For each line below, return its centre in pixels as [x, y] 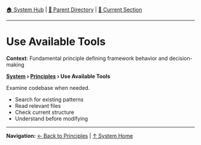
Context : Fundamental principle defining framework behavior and [87, 58]
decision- [181, 58]
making [16, 64]
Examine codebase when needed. [48, 87]
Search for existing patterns [49, 99]
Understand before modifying [51, 118]
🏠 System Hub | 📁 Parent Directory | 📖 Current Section [74, 10]
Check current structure [45, 112]
